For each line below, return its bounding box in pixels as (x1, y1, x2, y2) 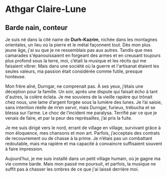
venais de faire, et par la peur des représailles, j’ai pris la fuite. (5, 115, 133, 121)
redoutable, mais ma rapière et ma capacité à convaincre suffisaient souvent (5, 141, 163, 147)
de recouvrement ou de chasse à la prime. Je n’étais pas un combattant (5, 136, 153, 141)
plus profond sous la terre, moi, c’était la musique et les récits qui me (5, 58, 147, 63)
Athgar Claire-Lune (5, 3, 86, 15)
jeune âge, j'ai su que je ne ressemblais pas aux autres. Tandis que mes (5, 47, 153, 53)
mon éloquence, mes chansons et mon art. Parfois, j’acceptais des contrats (5, 130, 160, 136)
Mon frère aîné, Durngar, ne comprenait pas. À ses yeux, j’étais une (5, 83, 144, 89)
